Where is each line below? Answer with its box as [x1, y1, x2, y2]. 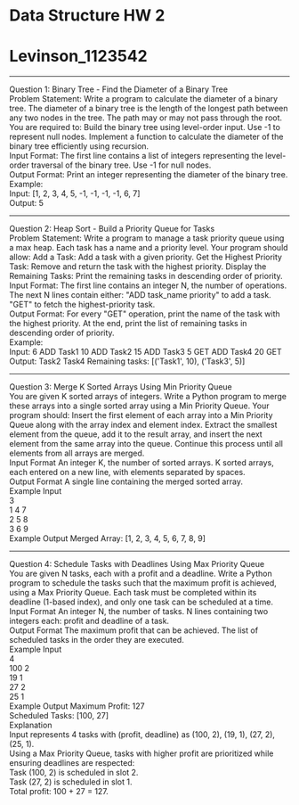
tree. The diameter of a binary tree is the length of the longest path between [9, 103, 288, 114]
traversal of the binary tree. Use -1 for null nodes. [30, 160, 212, 170]
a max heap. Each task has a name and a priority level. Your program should [9, 242, 288, 253]
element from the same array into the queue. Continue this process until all [9, 439, 283, 449]
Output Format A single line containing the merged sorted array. [9, 476, 243, 487]
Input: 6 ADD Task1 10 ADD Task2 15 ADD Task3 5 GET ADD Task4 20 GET [9, 347, 282, 357]
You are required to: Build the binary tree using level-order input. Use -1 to [9, 122, 280, 133]
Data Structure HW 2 [9, 5, 166, 26]
